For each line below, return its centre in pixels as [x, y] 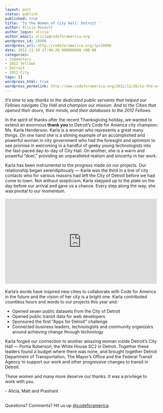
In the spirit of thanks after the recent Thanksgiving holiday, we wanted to [79, 120]
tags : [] [14, 77]
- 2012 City [17, 73]
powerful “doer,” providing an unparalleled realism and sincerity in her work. [81, 156]
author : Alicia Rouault [29, 28]
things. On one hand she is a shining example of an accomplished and [75, 135]
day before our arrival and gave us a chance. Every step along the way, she [81, 186]
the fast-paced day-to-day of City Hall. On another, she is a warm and [75, 150]
